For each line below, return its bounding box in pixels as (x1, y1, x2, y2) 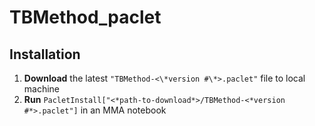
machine (23, 83, 61, 95)
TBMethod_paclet (9, 6, 162, 29)
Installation (9, 46, 81, 63)
